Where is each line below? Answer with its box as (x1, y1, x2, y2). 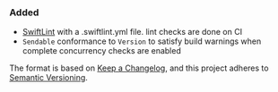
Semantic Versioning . (9, 72, 88, 83)
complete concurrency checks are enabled (22, 46, 181, 56)
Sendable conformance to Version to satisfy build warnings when (22, 36, 262, 46)
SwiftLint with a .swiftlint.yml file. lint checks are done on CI (22, 27, 243, 38)
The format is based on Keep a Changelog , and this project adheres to (9, 63, 269, 73)
